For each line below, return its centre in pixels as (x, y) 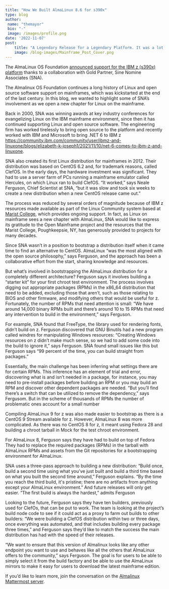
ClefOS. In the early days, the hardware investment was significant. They (81, 172)
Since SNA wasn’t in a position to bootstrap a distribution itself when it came (85, 245)
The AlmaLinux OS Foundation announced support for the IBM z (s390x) (80, 67)
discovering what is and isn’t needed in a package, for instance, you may (81, 377)
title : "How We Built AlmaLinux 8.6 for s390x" (56, 10)
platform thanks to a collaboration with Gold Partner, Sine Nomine (73, 72)
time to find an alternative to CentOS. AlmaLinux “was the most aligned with (84, 250)
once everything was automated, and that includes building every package (83, 524)
